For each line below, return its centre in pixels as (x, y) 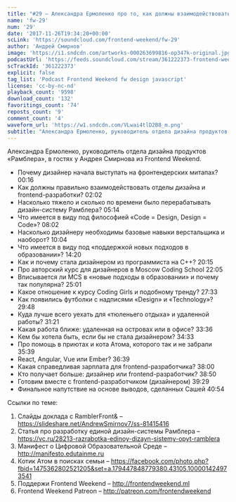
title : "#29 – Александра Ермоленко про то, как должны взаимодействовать (119, 14)
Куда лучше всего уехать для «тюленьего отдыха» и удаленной (113, 314)
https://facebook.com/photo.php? (160, 461)
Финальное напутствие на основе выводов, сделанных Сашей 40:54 (121, 389)
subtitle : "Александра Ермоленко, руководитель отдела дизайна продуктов (118, 131)
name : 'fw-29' (28, 20)
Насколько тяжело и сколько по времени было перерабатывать (114, 202)
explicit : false (31, 72)
